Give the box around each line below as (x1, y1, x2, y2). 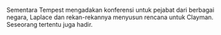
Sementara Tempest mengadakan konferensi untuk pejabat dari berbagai (6, 6, 215, 14)
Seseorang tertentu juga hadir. (6, 21, 93, 28)
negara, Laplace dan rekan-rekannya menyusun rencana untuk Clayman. (6, 13, 214, 21)
